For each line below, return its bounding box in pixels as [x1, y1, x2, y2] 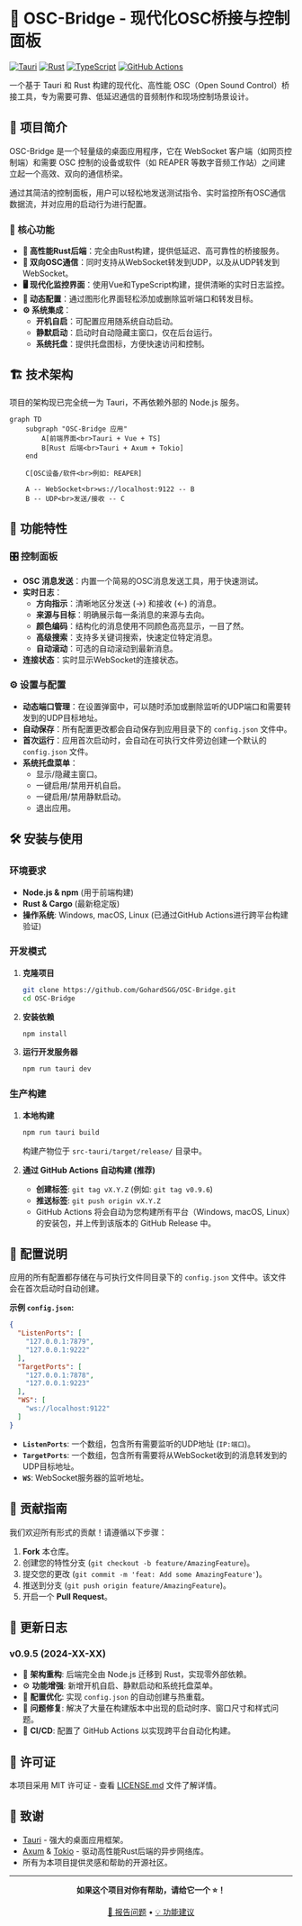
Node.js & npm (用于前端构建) [22, 887, 135, 898]
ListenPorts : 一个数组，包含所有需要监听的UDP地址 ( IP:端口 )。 [22, 1438, 256, 1449]
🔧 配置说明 [9, 1246, 67, 1262]
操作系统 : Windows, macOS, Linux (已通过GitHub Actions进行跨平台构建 [22, 909, 289, 920]
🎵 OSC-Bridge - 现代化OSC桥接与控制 [9, 8, 290, 29]
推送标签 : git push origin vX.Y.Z [35, 1195, 162, 1206]
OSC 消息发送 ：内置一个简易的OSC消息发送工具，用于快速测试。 [22, 575, 263, 586]
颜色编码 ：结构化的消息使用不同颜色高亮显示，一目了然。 [35, 620, 249, 631]
